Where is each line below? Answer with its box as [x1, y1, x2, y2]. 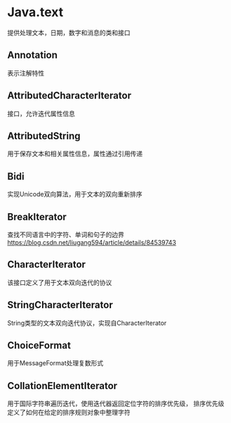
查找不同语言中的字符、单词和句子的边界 [7, 230, 124, 239]
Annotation [7, 49, 58, 61]
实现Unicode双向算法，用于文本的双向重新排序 [7, 190, 143, 198]
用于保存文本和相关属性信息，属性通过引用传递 [7, 149, 143, 158]
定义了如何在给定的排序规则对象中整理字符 [7, 408, 131, 417]
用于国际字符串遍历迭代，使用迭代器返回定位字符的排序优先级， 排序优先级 [7, 399, 225, 408]
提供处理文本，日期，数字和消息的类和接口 [7, 28, 131, 37]
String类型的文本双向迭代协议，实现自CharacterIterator [7, 318, 167, 327]
